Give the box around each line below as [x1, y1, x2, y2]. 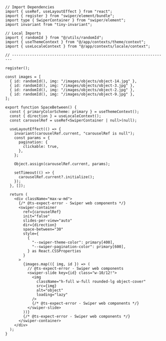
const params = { [14, 135, 50, 140]
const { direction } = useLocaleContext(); [9, 114, 101, 118]
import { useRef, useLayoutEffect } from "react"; [5, 9, 113, 14]
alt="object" [36, 288, 64, 293]
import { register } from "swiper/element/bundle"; [5, 13, 115, 18]
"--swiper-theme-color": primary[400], [31, 240, 115, 245]
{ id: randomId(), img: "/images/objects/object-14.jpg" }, [9, 79, 137, 84]
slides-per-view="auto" [23, 218, 72, 223]
